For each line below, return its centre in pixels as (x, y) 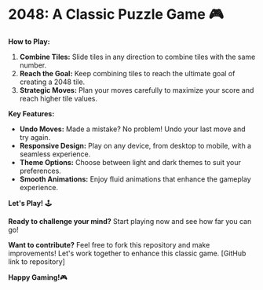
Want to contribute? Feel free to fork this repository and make (109, 244)
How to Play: (29, 41)
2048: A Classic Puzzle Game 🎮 (116, 15)
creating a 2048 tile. (52, 82)
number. (33, 65)
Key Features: (31, 113)
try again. (35, 137)
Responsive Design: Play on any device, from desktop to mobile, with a (135, 145)
